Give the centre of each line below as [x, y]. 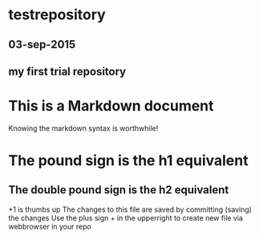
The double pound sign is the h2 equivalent [119, 190]
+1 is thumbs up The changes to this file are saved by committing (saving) [130, 209]
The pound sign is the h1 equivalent [128, 161]
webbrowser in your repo [50, 226]
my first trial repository [67, 71]
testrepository [57, 15]
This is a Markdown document [111, 106]
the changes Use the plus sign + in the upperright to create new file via [125, 217]
